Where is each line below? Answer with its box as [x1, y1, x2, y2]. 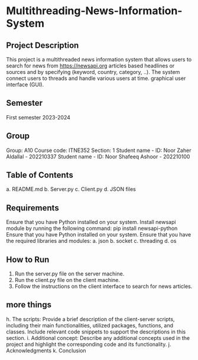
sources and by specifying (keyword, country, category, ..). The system [6, 69, 180, 75]
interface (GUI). [6, 81, 44, 88]
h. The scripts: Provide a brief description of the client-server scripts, [6, 315, 175, 323]
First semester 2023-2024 [6, 113, 71, 121]
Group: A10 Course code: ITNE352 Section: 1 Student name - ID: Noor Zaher [6, 147, 191, 154]
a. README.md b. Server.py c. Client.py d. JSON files [6, 186, 136, 193]
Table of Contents [6, 170, 74, 180]
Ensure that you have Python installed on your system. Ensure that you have [6, 231, 191, 238]
